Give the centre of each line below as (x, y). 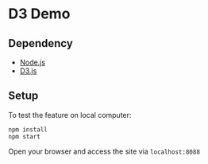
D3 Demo (39, 14)
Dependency (40, 43)
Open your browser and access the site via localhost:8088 (104, 151)
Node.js (33, 62)
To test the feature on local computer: (70, 115)
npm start (25, 136)
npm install (28, 129)
